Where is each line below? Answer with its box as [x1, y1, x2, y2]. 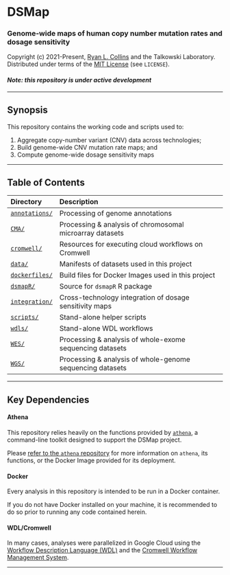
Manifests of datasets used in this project [59, 259, 192, 269]
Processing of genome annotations [59, 209, 172, 218]
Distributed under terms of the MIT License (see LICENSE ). [7, 60, 170, 69]
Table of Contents [7, 177, 86, 188]
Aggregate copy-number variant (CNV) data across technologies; [16, 135, 202, 144]
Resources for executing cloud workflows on [59, 240, 203, 249]
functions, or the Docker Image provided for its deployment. [7, 456, 176, 464]
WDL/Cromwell [7, 523, 51, 532]
